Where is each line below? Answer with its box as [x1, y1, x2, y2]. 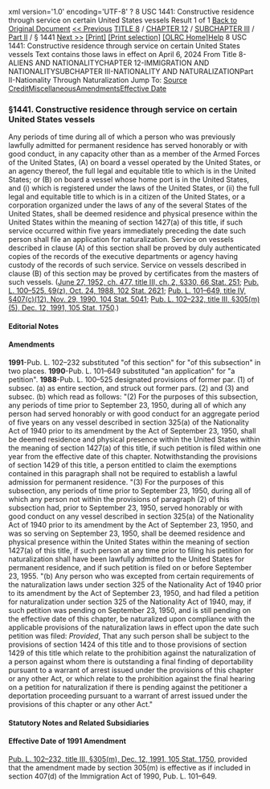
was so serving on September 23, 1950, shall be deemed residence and [8, 528, 246, 538]
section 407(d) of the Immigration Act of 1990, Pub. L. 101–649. [8, 771, 217, 781]
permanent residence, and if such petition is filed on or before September [8, 563, 252, 573]
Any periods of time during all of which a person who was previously [8, 132, 235, 142]
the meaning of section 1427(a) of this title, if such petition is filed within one [8, 443, 262, 453]
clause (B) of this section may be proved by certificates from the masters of [8, 269, 260, 278]
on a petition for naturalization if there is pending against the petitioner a [8, 683, 247, 692]
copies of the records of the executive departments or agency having [8, 252, 239, 261]
